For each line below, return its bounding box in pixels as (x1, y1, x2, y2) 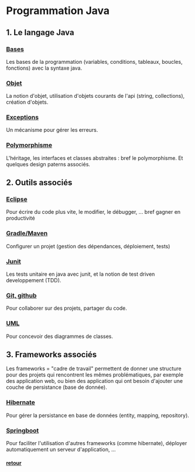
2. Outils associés (6, 177, 73, 188)
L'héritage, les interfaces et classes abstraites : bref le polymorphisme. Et (6, 154, 183, 162)
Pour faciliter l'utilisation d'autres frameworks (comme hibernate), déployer (6, 440, 187, 447)
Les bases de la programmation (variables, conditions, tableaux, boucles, (6, 58, 183, 65)
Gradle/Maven (6, 230, 48, 238)
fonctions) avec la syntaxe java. (6, 64, 83, 71)
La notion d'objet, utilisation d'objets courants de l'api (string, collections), (6, 93, 185, 100)
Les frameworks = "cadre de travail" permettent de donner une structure (6, 365, 182, 372)
